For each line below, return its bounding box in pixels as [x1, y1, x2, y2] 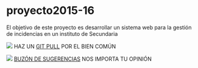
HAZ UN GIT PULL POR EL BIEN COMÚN [13, 42, 116, 50]
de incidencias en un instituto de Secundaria [6, 30, 118, 37]
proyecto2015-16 [6, 4, 95, 18]
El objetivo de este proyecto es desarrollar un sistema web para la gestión [6, 24, 192, 31]
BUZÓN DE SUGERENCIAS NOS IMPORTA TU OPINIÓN [13, 55, 152, 63]
